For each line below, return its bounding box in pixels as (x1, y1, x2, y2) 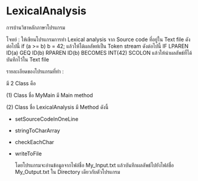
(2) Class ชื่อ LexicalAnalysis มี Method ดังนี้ (6, 103, 109, 111)
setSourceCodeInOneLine (14, 115, 79, 123)
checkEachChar (14, 138, 55, 145)
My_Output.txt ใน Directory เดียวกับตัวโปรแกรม (14, 168, 120, 175)
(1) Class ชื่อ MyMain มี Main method (6, 91, 94, 99)
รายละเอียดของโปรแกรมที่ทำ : (6, 67, 64, 75)
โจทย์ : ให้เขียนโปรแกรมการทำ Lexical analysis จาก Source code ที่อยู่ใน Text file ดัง (6, 36, 191, 43)
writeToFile (14, 150, 42, 157)
